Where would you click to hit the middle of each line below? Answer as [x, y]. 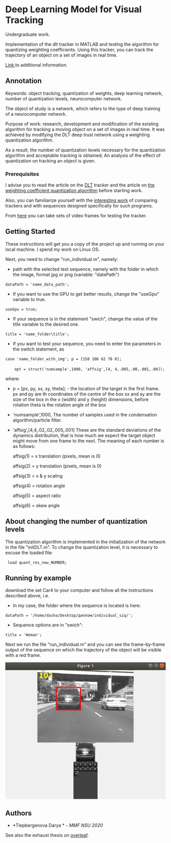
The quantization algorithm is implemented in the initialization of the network [85, 542]
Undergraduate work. [28, 34]
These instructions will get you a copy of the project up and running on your [85, 244]
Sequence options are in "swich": [48, 625]
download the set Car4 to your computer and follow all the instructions [79, 590]
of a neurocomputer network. [36, 114]
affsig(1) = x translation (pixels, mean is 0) [56, 456]
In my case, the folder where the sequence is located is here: [77, 605]
